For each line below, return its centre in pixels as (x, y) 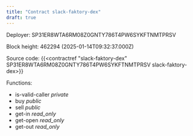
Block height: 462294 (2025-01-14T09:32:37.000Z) (70, 47)
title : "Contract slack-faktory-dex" (54, 12)
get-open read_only (40, 120)
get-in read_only (35, 114)
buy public (28, 101)
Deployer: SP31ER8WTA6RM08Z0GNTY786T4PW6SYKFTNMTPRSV (91, 34)
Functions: (19, 83)
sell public (28, 107)
